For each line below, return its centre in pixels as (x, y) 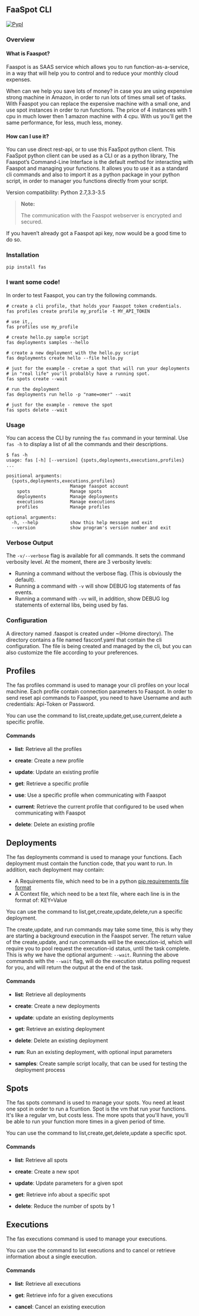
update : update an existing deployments (64, 1017)
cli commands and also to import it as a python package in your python (93, 175)
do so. (14, 239)
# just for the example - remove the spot (59, 405)
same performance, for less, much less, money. (64, 122)
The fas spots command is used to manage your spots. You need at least (95, 1103)
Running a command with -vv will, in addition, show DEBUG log (92, 599)
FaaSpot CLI (29, 10)
